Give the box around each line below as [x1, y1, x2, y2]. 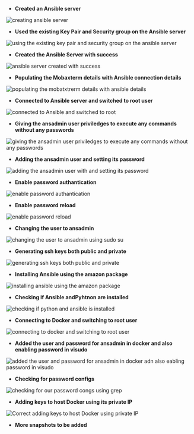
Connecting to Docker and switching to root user [14, 317, 138, 324]
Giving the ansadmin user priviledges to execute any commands [14, 120, 177, 127]
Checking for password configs [14, 375, 95, 382]
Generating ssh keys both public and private [14, 248, 126, 255]
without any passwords [14, 126, 74, 133]
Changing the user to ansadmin [14, 225, 94, 232]
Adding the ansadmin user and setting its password [14, 156, 145, 163]
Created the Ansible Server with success [14, 51, 119, 58]
